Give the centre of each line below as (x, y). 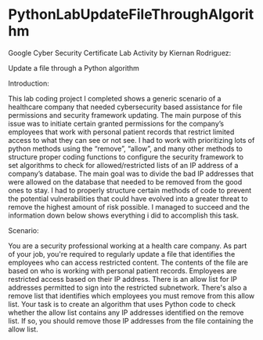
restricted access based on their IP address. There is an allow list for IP (122, 279)
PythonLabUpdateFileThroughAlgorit (131, 15)
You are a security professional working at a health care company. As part (128, 246)
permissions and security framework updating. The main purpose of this (125, 115)
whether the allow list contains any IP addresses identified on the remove (126, 313)
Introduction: (29, 83)
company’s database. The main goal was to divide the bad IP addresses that (131, 174)
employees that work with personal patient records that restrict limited (121, 132)
